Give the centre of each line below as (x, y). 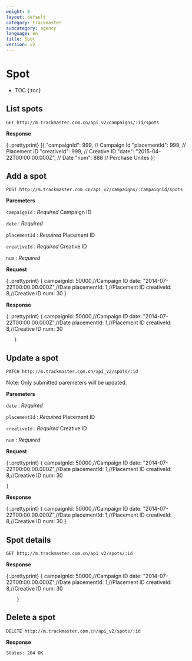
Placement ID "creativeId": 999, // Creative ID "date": (70, 151)
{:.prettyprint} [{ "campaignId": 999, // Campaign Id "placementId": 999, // (96, 145)
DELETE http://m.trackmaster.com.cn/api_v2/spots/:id (74, 631)
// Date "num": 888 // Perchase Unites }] (106, 157)
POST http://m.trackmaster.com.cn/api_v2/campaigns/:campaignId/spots (95, 190)
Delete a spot (31, 618)
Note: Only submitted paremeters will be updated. (67, 383)
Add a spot (27, 176)
